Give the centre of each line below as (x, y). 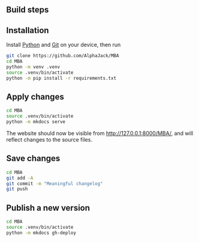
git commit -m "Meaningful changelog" (55, 183)
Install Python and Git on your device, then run (64, 45)
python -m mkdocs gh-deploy (41, 233)
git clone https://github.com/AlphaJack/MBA (63, 56)
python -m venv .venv (33, 67)
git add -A (20, 178)
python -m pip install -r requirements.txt (61, 78)
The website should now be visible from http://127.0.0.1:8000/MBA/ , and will (100, 133)
